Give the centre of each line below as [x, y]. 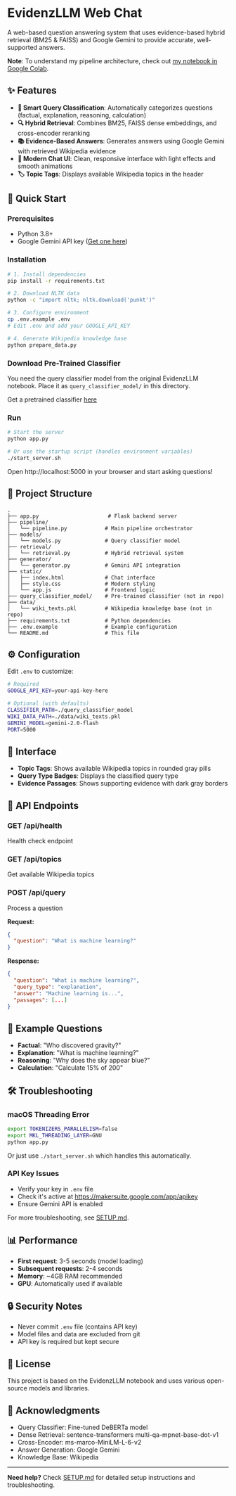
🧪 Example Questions [55, 1028]
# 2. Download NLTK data [44, 293]
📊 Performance [42, 1240]
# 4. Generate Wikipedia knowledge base [67, 338]
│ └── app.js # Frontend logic [81, 590]
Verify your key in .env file [55, 1189]
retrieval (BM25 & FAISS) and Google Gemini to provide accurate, [101, 39]
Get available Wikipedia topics [51, 874]
